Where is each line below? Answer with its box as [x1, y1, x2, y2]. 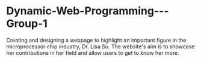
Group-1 [6, 17, 48, 30]
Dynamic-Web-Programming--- [6, 4, 170, 18]
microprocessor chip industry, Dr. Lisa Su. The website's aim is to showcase [6, 43, 195, 50]
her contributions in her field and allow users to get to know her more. [6, 49, 179, 56]
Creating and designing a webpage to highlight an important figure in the [6, 36, 187, 44]
